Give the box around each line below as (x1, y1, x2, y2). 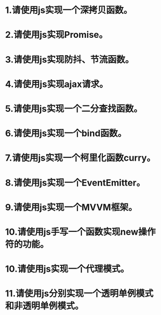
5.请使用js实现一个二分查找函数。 (5, 103, 143, 114)
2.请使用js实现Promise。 (5, 29, 108, 40)
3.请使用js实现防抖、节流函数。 (5, 54, 134, 65)
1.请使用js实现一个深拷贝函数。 (5, 4, 133, 16)
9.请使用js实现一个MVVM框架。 (5, 202, 138, 213)
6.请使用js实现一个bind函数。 (5, 128, 127, 139)
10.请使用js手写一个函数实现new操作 (5, 226, 156, 237)
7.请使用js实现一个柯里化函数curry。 (5, 152, 156, 164)
